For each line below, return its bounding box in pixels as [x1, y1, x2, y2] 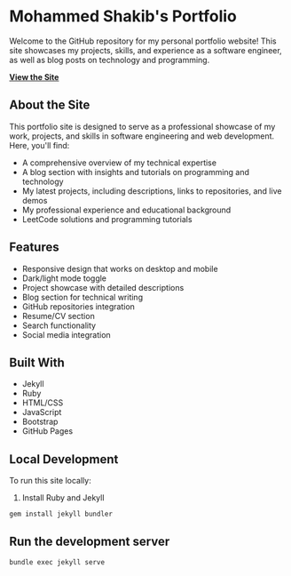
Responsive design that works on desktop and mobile [21, 263, 219, 274]
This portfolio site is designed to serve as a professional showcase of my [9, 121, 276, 132]
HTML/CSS [21, 397, 64, 408]
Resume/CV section [21, 310, 95, 321]
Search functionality [21, 320, 96, 331]
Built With [9, 355, 65, 370]
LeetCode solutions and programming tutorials [21, 213, 193, 224]
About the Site [9, 98, 90, 113]
